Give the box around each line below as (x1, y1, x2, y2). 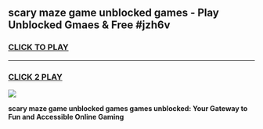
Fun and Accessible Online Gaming (8, 112, 124, 121)
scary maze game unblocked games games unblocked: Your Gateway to (8, 103, 248, 113)
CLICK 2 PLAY (8, 71, 63, 82)
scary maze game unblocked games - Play (8, 6, 219, 20)
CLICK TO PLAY (8, 42, 69, 53)
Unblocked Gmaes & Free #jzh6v (8, 19, 171, 32)
